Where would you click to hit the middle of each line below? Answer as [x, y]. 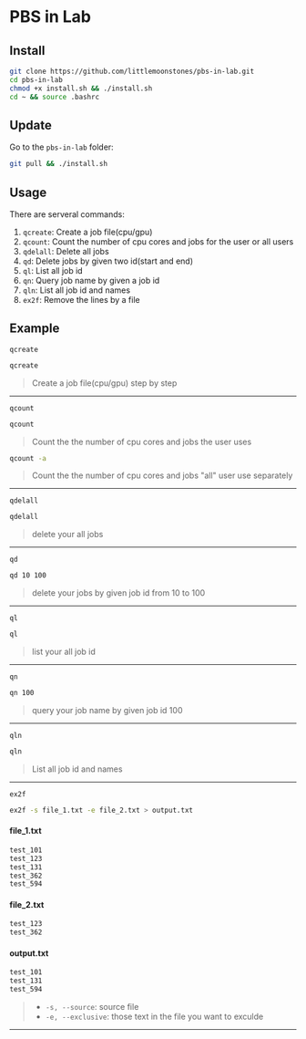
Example [35, 329]
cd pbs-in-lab [36, 79]
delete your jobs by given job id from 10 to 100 [118, 593]
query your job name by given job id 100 [107, 710]
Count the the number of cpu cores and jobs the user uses [142, 442]
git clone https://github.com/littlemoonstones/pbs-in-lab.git [132, 71]
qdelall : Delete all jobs [66, 251]
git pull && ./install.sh [58, 164]
